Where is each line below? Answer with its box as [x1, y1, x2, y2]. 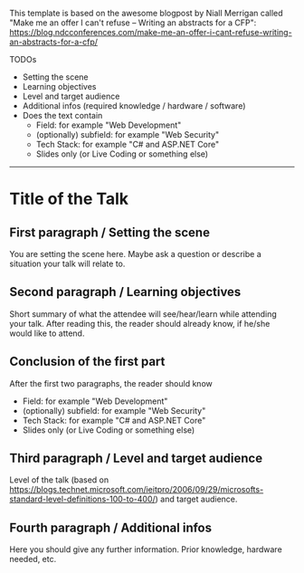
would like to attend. [9, 328, 85, 339]
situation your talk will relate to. [9, 258, 126, 269]
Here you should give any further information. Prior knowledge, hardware [9, 544, 282, 555]
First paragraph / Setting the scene [9, 224, 211, 240]
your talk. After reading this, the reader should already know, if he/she [9, 318, 271, 329]
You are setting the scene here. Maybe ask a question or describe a [9, 249, 262, 259]
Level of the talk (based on [9, 474, 109, 485]
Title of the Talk [9, 189, 129, 209]
